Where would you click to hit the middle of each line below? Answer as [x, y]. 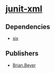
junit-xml [24, 9]
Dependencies [28, 27]
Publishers [22, 53]
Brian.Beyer [24, 65]
